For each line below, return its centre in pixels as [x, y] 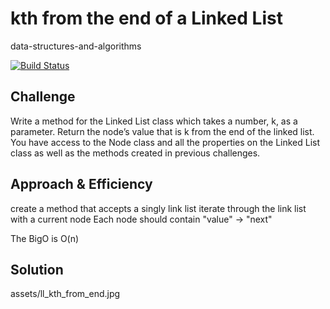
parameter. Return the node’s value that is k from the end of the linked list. [162, 131]
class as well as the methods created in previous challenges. [135, 153]
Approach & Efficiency [81, 184]
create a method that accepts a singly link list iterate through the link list [158, 208]
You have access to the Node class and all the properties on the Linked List [165, 142]
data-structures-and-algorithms [76, 46]
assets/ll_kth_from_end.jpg [65, 294]
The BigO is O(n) [45, 238]
